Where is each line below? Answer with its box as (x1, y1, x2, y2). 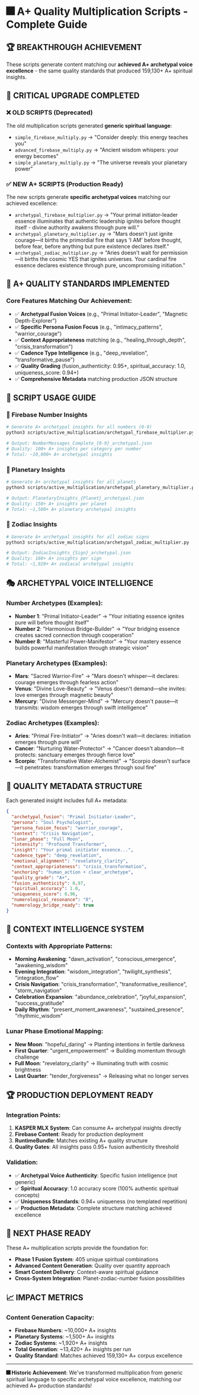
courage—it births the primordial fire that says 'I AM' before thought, (14, 236, 182, 244)
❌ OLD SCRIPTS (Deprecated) (6, 109, 93, 117)
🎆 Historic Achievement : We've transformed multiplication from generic (6, 1369, 183, 1377)
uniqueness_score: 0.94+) (14, 369, 79, 376)
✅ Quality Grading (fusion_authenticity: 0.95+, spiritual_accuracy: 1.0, (14, 362, 186, 370)
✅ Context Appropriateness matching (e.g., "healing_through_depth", (14, 336, 186, 343)
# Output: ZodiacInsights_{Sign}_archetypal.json (6, 550, 131, 556)
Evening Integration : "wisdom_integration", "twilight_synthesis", (14, 968, 172, 976)
